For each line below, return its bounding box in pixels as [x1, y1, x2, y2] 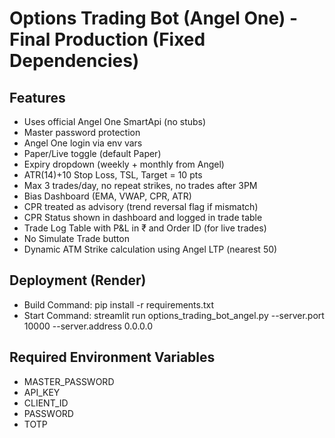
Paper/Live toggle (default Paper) [23, 148, 162, 159]
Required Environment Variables [9, 349, 216, 366]
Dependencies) [9, 50, 140, 72]
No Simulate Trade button [23, 233, 130, 244]
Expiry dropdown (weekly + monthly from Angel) [23, 158, 225, 170]
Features [9, 89, 66, 106]
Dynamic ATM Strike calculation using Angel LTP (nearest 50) [23, 243, 278, 255]
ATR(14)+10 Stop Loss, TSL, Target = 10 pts [23, 169, 203, 181]
